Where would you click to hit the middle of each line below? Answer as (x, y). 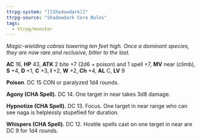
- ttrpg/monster (32, 29)
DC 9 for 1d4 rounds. (32, 131)
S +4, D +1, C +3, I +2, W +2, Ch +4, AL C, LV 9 (66, 71)
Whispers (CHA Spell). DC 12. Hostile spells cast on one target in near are (99, 124)
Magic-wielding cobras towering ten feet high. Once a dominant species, (98, 46)
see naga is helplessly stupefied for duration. (63, 112)
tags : (13, 23)
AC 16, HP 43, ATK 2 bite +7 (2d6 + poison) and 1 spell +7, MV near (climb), (101, 64)
